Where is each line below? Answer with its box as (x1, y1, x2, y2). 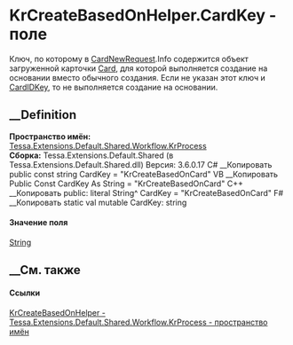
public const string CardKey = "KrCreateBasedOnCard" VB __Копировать (9, 169, 278, 179)
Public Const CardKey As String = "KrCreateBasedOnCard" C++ (9, 178, 244, 189)
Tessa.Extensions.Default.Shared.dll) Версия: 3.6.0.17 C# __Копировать (9, 159, 273, 169)
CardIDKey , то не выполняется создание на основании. (9, 82, 218, 92)
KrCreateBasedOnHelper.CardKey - (9, 5, 277, 26)
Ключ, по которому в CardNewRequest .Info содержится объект (9, 53, 249, 64)
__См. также (9, 263, 82, 278)
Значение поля (9, 217, 68, 228)
